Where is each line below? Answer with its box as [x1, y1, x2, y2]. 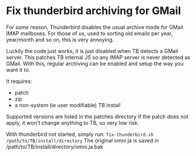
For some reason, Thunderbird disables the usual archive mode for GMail [6, 24, 184, 31]
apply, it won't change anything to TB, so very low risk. [6, 119, 139, 126]
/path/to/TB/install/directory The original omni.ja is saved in [6, 137, 159, 144]
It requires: [6, 78, 32, 85]
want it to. [6, 66, 31, 73]
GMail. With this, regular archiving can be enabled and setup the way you [6, 60, 184, 67]
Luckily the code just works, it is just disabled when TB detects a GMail [6, 47, 178, 54]
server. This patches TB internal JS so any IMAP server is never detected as [6, 54, 191, 61]
